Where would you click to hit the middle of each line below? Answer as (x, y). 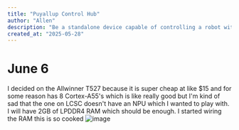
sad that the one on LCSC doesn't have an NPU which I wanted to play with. (118, 104)
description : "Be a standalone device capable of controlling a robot (114, 27)
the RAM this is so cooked (46, 119)
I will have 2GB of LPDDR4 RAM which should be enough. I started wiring (115, 112)
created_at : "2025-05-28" (46, 34)
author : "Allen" (31, 21)
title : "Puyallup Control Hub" (54, 14)
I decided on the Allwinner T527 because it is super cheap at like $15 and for (119, 89)
